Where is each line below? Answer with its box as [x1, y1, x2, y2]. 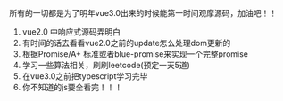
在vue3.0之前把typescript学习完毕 [21, 71, 148, 82]
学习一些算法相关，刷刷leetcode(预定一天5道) [21, 60, 190, 70]
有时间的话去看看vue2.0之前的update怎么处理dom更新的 [21, 38, 231, 48]
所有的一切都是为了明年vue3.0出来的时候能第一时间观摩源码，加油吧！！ [9, 8, 278, 18]
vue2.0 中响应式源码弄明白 [21, 27, 121, 37]
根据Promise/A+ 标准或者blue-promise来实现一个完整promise [21, 49, 248, 59]
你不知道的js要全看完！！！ [21, 82, 123, 92]
